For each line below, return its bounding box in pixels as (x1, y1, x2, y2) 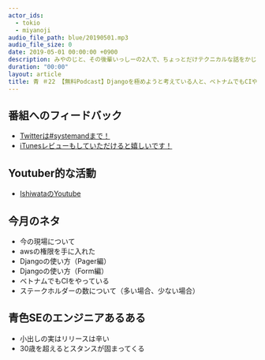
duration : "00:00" (8, 63, 69, 71)
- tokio (15, 19, 41, 27)
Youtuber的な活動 (8, 167, 97, 180)
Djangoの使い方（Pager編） (19, 256, 111, 265)
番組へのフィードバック (8, 108, 122, 122)
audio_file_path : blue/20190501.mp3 (8, 33, 129, 42)
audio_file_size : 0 (8, 41, 73, 49)
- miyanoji (15, 26, 51, 34)
